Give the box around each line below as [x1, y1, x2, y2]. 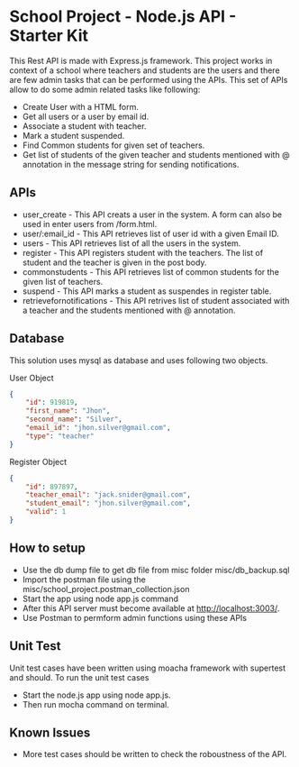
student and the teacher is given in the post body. [22, 257, 207, 268]
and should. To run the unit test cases [9, 671, 149, 682]
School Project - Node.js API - [9, 6, 237, 27]
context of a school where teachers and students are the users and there [9, 65, 281, 76]
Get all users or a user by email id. [22, 111, 149, 122]
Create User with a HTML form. [22, 101, 140, 112]
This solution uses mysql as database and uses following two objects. [9, 354, 268, 366]
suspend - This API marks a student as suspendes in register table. [22, 286, 272, 297]
